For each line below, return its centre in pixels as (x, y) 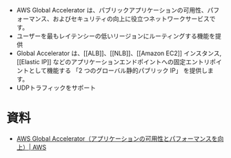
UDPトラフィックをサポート (56, 88)
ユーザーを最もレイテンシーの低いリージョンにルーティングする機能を (116, 36)
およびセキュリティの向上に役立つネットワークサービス (131, 19)
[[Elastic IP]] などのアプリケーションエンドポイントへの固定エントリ (113, 62)
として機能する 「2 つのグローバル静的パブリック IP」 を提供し (118, 70)
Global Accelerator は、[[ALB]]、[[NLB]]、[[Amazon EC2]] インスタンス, (119, 53)
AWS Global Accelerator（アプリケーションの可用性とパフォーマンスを (117, 138)
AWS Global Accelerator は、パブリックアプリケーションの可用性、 (112, 10)
